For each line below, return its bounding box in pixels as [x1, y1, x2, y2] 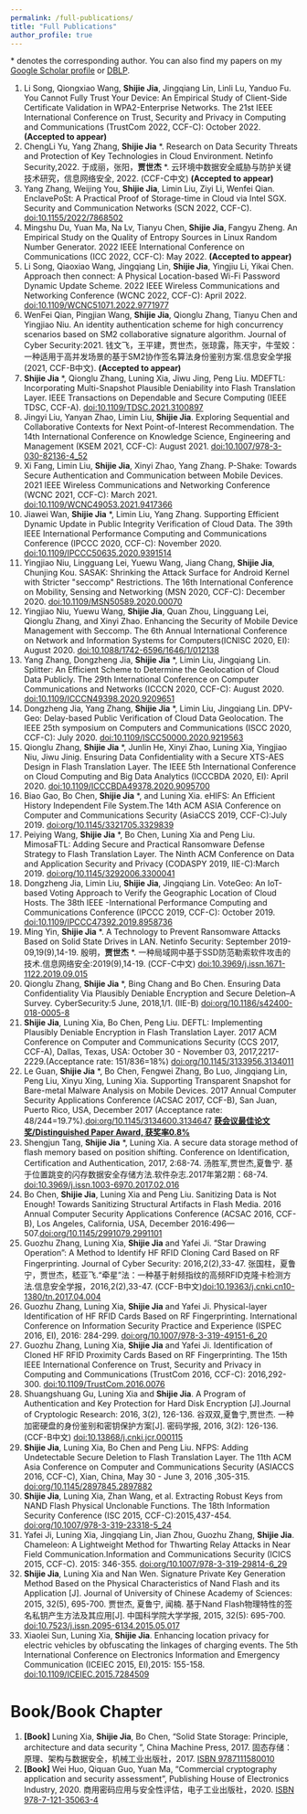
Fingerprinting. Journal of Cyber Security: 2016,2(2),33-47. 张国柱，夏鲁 [23, 1258, 296, 1269]
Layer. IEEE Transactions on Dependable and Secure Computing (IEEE [23, 392, 287, 403]
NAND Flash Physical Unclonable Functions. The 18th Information [23, 1501, 270, 1512]
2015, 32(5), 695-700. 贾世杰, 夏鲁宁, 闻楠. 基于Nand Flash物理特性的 [23, 1598, 285, 1609]
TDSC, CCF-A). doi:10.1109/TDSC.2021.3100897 [23, 402, 204, 413]
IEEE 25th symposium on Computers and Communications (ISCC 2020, [23, 723, 292, 734]
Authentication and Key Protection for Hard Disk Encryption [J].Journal [23, 1398, 291, 1409]
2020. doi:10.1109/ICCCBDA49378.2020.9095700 [23, 780, 211, 791]
